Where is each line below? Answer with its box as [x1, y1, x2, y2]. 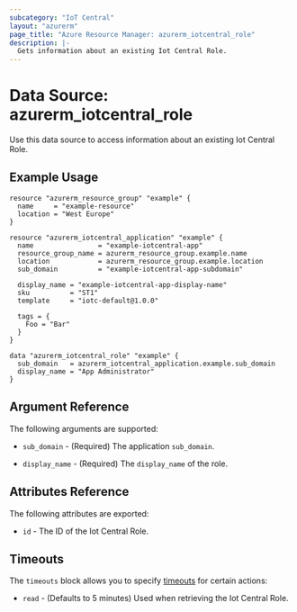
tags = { [17, 311, 50, 320]
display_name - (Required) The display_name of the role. [22, 458, 228, 469]
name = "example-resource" [17, 202, 135, 211]
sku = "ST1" [17, 288, 99, 297]
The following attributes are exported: [9, 508, 149, 518]
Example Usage [9, 170, 99, 185]
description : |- [9, 38, 70, 48]
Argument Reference [9, 400, 130, 415]
